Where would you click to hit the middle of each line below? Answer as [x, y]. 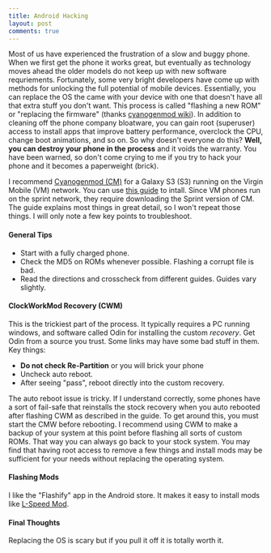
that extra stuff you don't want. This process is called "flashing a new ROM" [135, 105]
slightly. [33, 287]
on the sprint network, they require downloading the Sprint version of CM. [131, 199]
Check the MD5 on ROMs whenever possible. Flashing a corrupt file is [137, 261]
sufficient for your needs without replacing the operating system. [116, 458]
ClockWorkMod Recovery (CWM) [66, 306]
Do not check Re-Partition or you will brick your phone [112, 365]
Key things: [27, 349]
